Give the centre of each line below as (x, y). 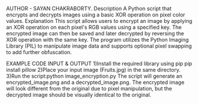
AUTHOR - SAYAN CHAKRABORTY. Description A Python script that (89, 9)
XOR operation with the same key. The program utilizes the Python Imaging (98, 40)
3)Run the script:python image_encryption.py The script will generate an (94, 76)
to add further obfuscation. (39, 52)
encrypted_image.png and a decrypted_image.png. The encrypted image (95, 82)
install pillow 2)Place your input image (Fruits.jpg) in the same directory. (93, 70)
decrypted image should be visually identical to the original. (79, 95)
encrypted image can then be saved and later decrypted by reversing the (95, 33)
